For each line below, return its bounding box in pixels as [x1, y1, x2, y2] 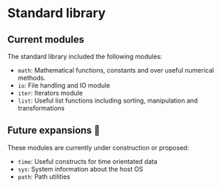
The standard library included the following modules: [7, 52, 163, 61]
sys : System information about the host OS [17, 164, 144, 173]
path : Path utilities [17, 172, 71, 181]
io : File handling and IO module [17, 81, 110, 90]
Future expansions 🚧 [7, 125, 101, 137]
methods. [17, 73, 46, 82]
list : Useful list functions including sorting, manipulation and [17, 96, 198, 105]
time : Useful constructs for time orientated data [17, 157, 158, 165]
